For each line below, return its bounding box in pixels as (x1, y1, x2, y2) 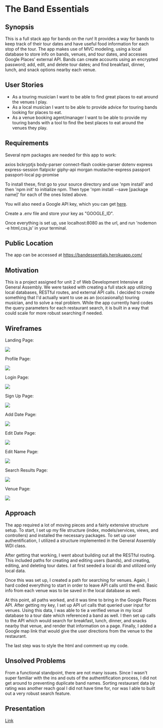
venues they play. (12, 125, 48, 131)
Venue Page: (5, 486, 31, 492)
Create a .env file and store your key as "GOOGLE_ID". (5, 211, 114, 216)
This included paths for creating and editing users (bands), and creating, (5, 557, 151, 563)
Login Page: (5, 374, 29, 381)
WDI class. (5, 542, 27, 549)
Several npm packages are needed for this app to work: (5, 152, 117, 158)
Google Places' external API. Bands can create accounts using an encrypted (5, 57, 158, 62)
